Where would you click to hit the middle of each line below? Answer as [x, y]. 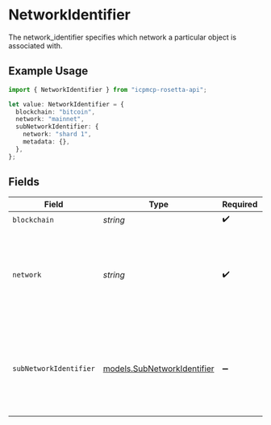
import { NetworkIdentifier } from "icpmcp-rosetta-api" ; [108, 90]
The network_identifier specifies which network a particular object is [122, 37]
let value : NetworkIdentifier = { [67, 104]
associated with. [35, 45]
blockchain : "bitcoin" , [55, 112]
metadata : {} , [46, 142]
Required [240, 205]
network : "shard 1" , [57, 135]
